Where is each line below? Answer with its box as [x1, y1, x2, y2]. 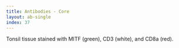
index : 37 [6, 19, 31, 25]
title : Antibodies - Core [6, 8, 69, 15]
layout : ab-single [6, 14, 51, 20]
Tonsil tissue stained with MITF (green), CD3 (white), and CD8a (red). [6, 36, 174, 43]
